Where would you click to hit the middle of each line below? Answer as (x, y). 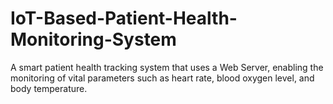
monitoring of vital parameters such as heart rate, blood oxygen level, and (162, 78)
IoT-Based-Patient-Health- (124, 18)
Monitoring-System (93, 39)
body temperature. (49, 88)
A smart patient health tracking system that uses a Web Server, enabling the (167, 67)
